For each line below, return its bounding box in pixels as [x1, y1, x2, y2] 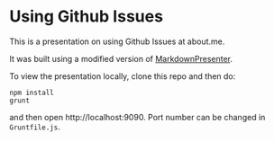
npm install [9, 88, 54, 97]
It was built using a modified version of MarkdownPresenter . [9, 53, 233, 64]
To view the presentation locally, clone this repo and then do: [9, 70, 236, 82]
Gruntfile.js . [9, 121, 60, 132]
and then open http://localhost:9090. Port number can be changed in [9, 111, 266, 122]
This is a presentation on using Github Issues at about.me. [9, 36, 225, 47]
